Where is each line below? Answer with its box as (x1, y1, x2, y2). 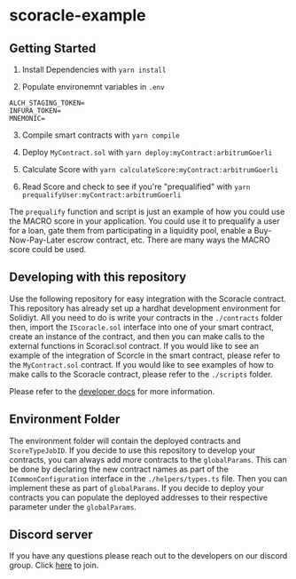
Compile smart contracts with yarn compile (21, 130, 180, 140)
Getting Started (9, 41, 97, 56)
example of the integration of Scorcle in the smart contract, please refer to (9, 350, 281, 361)
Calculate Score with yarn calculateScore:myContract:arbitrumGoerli (21, 164, 279, 174)
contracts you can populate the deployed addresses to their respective (9, 492, 269, 503)
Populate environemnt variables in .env (21, 82, 166, 91)
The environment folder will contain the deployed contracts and (9, 435, 241, 446)
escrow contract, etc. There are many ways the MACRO (66, 234, 270, 245)
